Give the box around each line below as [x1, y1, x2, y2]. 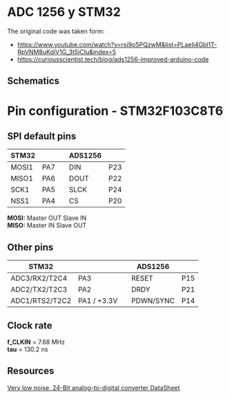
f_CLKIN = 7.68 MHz [7, 337, 66, 346]
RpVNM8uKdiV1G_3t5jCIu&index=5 [17, 48, 116, 56]
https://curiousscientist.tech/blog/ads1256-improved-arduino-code [17, 55, 209, 63]
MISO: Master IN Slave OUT [7, 221, 87, 230]
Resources [7, 365, 55, 377]
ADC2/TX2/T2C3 [10, 285, 68, 295]
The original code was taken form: [7, 27, 105, 35]
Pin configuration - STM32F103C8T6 [7, 103, 223, 118]
